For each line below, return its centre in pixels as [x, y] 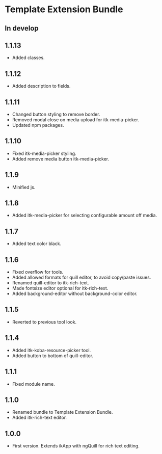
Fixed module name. [34, 384]
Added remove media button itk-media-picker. [61, 158]
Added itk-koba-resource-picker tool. [51, 350]
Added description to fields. [41, 86]
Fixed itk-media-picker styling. [44, 153]
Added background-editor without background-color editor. [75, 293]
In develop [22, 28]
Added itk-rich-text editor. [39, 418]
